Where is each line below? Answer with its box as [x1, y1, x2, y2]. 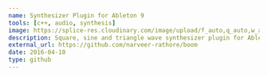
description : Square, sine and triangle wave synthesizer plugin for [8, 33, 245, 42]
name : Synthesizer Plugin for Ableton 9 [8, 11, 145, 20]
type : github [8, 56, 52, 64]
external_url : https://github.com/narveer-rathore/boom [8, 41, 198, 49]
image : [8, 26, 30, 34]
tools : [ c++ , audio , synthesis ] [8, 19, 116, 27]
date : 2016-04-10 [8, 48, 66, 56]
